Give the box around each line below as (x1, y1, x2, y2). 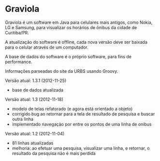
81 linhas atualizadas (12, 140, 54, 146)
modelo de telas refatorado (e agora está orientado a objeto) (12, 106, 133, 112)
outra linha (12, 116, 34, 122)
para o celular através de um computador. (5, 44, 88, 50)
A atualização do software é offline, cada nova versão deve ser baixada (5, 39, 147, 45)
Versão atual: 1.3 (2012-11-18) (5, 96, 64, 102)
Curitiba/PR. (5, 30, 29, 35)
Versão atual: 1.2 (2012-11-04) (5, 130, 65, 136)
